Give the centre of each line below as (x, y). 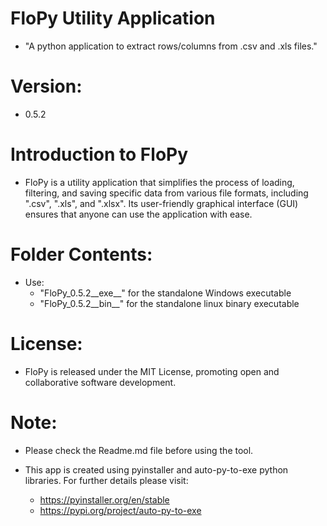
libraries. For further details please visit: (106, 480)
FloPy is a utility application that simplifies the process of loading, (159, 182)
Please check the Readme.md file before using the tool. (139, 450)
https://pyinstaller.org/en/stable (104, 499)
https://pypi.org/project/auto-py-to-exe (120, 510)
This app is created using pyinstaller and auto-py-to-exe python (156, 469)
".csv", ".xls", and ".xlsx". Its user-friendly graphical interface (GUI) (161, 203)
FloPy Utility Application (113, 18)
